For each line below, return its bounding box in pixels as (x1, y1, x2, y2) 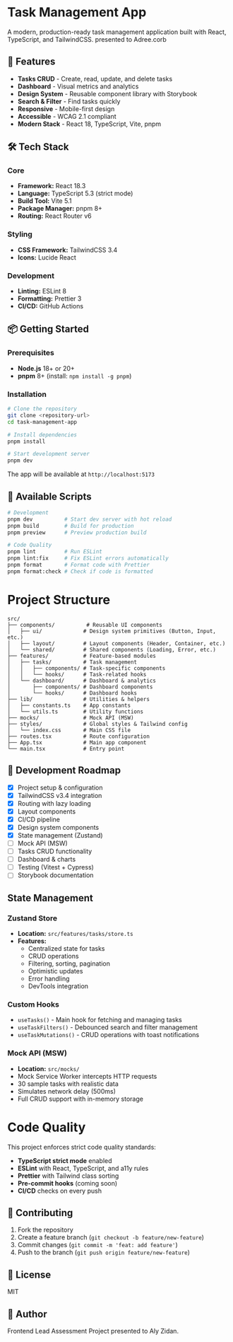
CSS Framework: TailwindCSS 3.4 (17, 245, 118, 254)
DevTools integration (28, 982, 89, 990)
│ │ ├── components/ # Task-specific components (7, 664, 166, 672)
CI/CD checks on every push (17, 1186, 102, 1195)
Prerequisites (7, 348, 54, 358)
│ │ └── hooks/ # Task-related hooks (7, 671, 147, 678)
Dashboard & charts (17, 855, 76, 864)
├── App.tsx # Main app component (7, 739, 147, 746)
